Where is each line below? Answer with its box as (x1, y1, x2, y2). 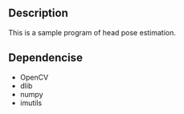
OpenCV (19, 72, 49, 82)
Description (8, 6, 68, 20)
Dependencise (8, 51, 83, 65)
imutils (19, 98, 43, 108)
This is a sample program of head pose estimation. (8, 27, 177, 37)
